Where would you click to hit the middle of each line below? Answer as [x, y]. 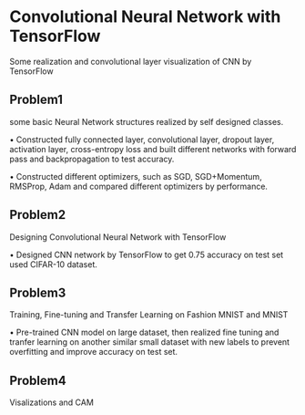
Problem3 [38, 292]
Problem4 [38, 380]
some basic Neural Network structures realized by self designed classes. [147, 121]
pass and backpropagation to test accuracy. [92, 159]
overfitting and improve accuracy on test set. [94, 352]
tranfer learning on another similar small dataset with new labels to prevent [149, 342]
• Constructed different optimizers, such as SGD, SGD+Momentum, [136, 176]
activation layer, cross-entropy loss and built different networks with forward [153, 149]
